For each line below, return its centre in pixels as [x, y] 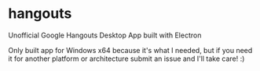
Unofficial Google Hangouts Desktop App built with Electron [105, 35]
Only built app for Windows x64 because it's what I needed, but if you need [130, 50]
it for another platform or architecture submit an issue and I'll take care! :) [126, 59]
